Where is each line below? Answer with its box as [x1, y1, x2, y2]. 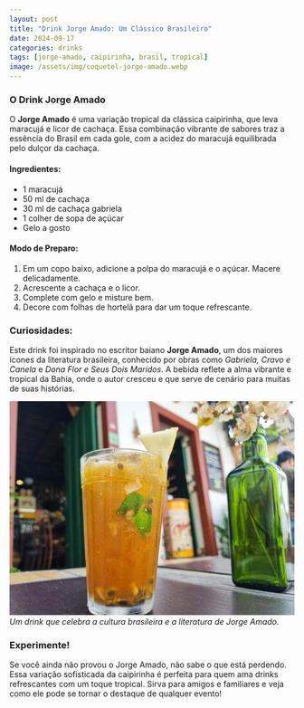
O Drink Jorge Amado [9, 93, 106, 106]
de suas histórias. [9, 383, 75, 394]
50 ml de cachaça [22, 193, 90, 204]
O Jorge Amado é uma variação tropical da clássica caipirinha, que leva [9, 114, 279, 125]
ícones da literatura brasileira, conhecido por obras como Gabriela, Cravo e [9, 354, 291, 365]
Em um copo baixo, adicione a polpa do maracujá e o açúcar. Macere [22, 263, 280, 273]
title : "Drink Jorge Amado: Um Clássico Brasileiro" [9, 24, 213, 33]
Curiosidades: [9, 324, 73, 337]
